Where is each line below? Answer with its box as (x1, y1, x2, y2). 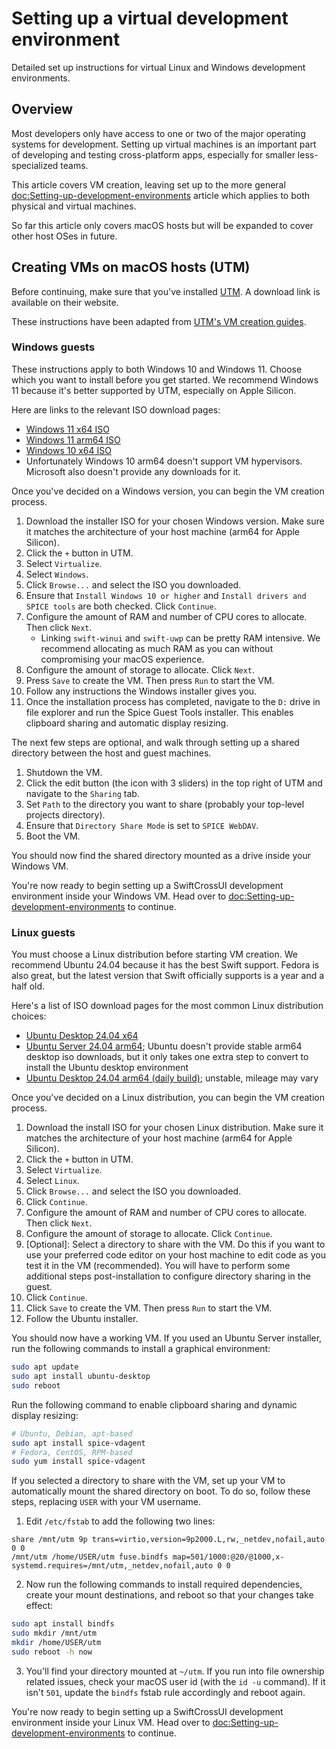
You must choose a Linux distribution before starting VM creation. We (11, 948, 298, 961)
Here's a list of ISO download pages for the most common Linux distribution (11, 1000, 324, 1012)
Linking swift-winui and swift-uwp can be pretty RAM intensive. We (40, 632, 321, 644)
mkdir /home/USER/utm (11, 1638, 102, 1648)
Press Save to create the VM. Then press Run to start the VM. (25, 674, 275, 686)
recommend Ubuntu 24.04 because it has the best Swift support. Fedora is (11, 959, 320, 971)
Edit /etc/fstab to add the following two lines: (25, 1515, 216, 1527)
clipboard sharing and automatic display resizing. (25, 717, 229, 729)
